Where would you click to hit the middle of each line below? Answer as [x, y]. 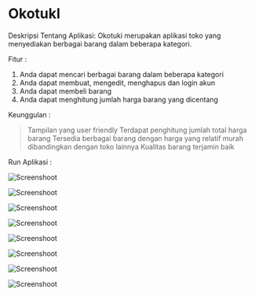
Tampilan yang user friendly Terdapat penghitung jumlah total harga [137, 130]
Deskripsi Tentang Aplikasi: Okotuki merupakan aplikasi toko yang [115, 35]
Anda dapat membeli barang [66, 91]
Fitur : [18, 59]
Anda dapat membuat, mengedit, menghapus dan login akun [117, 83]
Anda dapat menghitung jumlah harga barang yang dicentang [118, 99]
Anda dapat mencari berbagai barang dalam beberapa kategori [122, 74]
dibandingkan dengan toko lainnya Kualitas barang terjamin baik [131, 146]
